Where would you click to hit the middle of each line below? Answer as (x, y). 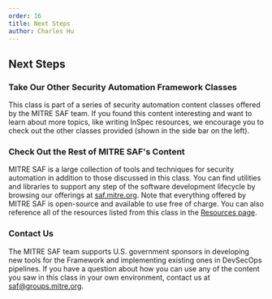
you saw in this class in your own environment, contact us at (110, 277)
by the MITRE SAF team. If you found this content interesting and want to (130, 114)
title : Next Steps (39, 24)
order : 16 (25, 16)
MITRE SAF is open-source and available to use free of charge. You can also (136, 204)
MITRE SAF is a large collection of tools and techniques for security (121, 169)
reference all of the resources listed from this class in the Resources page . (133, 213)
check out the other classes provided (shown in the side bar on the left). (129, 131)
